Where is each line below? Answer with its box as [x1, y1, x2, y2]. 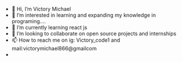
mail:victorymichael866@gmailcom [11, 45, 97, 52]
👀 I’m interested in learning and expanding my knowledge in [11, 12, 156, 19]
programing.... [11, 18, 46, 24]
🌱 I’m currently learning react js [11, 24, 88, 31]
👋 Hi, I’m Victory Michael [11, 6, 71, 12]
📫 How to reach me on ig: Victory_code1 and [11, 37, 121, 43]
